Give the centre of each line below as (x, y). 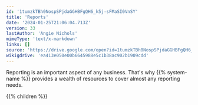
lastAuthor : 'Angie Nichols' (42, 34)
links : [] (18, 45)
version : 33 (21, 28)
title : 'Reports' (27, 17)
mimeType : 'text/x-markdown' (42, 39)
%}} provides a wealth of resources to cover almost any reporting (100, 78)
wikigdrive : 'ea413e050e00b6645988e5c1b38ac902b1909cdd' (77, 55)
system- (177, 72)
